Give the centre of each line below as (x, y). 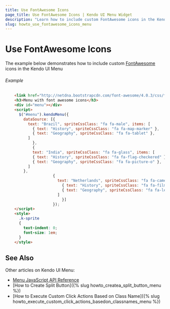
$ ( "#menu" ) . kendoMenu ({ (44, 114)
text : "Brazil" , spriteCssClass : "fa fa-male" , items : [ (89, 124)
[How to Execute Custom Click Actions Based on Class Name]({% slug (86, 296)
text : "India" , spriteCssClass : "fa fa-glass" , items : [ (94, 152)
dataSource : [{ (39, 119)
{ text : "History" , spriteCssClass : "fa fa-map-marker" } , (96, 129)
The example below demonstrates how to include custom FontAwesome (80, 64)
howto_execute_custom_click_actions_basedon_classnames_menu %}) (87, 302)
